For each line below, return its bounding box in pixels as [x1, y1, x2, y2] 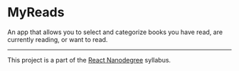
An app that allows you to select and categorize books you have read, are [7, 28, 223, 36]
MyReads [7, 4, 65, 21]
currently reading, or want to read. [7, 35, 108, 43]
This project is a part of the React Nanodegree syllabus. [7, 55, 171, 64]
